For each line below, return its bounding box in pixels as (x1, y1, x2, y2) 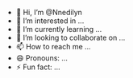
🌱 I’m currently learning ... (15, 25, 102, 33)
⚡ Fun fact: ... (15, 62, 60, 72)
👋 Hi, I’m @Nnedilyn (15, 8, 83, 17)
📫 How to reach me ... (15, 42, 91, 51)
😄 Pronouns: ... (15, 53, 69, 63)
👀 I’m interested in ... (15, 16, 85, 25)
